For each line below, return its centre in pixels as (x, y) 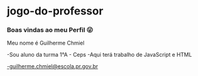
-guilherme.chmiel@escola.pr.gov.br (53, 66)
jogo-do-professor (55, 11)
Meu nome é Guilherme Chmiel (46, 43)
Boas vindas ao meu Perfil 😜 (50, 30)
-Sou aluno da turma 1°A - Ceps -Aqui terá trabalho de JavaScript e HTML (99, 55)
